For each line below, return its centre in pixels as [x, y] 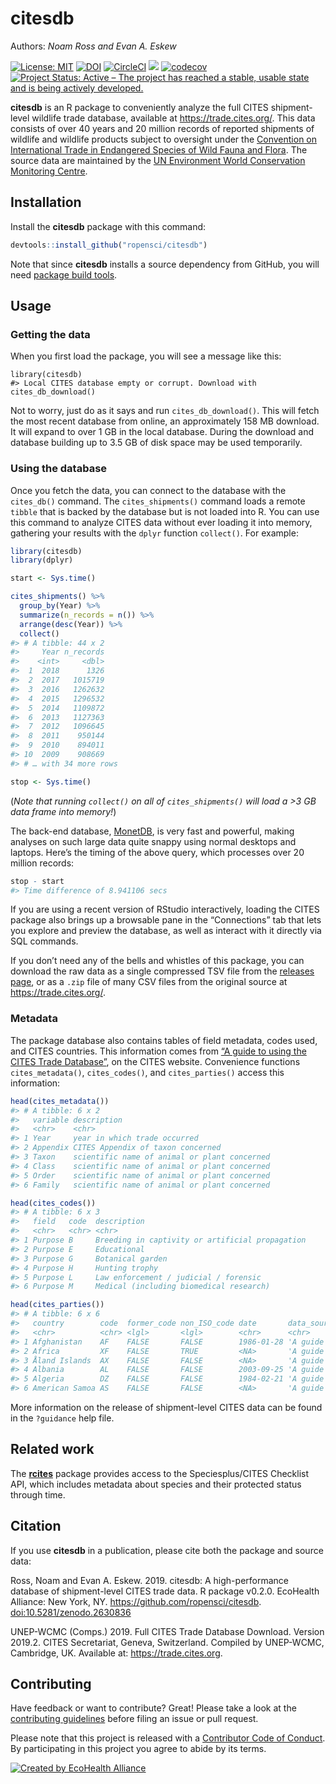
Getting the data [50, 334]
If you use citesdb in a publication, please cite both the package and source [167, 1550]
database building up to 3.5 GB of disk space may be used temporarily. [156, 443]
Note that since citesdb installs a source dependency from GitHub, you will [165, 264]
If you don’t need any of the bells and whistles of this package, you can [157, 961]
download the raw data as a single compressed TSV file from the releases [162, 971]
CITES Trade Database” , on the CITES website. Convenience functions [155, 1061]
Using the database [59, 469]
